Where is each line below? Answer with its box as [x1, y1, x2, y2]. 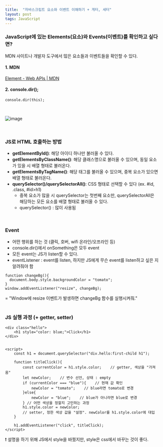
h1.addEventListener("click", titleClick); [14, 423, 104, 428]
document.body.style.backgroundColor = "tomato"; [9, 277, 113, 282]
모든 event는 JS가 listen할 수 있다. [12, 251, 79, 257]
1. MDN [5, 64, 20, 70]
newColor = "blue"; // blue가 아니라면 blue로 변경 [31, 395, 138, 400]
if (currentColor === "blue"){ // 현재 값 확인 [23, 380, 123, 386]
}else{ [23, 390, 36, 395]
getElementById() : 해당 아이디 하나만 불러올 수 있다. [12, 150, 114, 156]
